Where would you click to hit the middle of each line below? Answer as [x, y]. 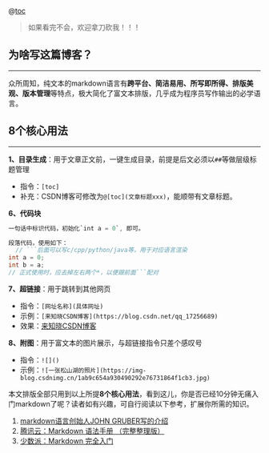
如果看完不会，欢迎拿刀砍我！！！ [84, 27]
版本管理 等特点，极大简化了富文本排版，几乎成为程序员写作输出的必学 [138, 93]
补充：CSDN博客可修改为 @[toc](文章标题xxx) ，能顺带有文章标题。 [128, 196]
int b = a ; [26, 265]
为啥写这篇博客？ [50, 55]
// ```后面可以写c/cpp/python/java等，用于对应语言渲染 [102, 251]
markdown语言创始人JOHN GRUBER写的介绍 [94, 421]
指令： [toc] [40, 186]
